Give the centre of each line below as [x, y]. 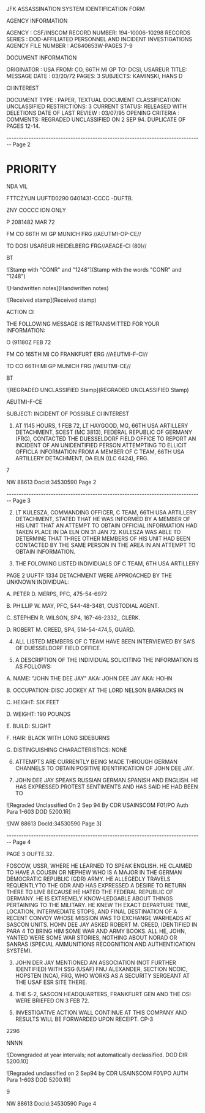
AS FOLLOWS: [33, 666]
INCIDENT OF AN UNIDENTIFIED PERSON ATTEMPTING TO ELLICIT [101, 445]
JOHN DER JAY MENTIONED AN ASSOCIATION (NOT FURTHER [95, 962]
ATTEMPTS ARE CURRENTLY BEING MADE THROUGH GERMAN [96, 761]
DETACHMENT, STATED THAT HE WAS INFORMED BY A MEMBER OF [103, 519]
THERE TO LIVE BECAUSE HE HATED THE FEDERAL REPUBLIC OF [90, 892]
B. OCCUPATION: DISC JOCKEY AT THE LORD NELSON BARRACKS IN [95, 690]
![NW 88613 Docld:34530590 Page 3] [54, 824]
